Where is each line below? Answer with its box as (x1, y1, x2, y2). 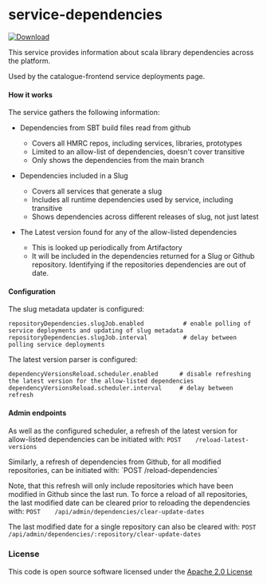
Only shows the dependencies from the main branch (31, 156, 205, 165)
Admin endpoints (8, 407, 67, 417)
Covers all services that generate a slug (31, 186, 163, 197)
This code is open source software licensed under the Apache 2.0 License (8, 566, 253, 576)
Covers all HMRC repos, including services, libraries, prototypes (31, 138, 243, 149)
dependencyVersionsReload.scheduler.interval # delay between (8, 384, 234, 392)
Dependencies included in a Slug (19, 171, 129, 181)
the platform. (8, 56, 50, 66)
